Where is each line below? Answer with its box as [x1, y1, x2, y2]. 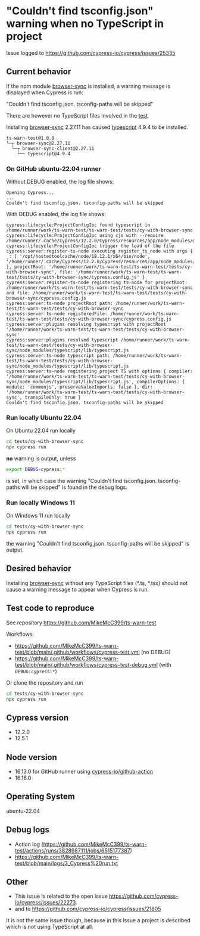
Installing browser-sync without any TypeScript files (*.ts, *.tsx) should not [6, 579, 188, 586]
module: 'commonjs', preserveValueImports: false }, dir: [6, 384, 153, 390]
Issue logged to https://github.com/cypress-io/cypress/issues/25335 [6, 49, 176, 56]
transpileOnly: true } [24, 395, 82, 401]
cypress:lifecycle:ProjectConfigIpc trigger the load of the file [6, 243, 174, 249]
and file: [6, 290, 31, 296]
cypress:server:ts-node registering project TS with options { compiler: [6, 368, 193, 374]
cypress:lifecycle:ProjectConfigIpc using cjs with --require [6, 233, 164, 239]
